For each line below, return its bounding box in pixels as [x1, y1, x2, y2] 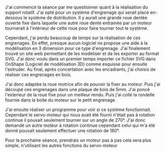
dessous [5, 15, 23, 20]
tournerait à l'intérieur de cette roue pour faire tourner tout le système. [5, 25, 148, 31]
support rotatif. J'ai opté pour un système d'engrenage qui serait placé [5, 9, 149, 15]
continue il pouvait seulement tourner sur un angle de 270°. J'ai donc [5, 117, 146, 123]
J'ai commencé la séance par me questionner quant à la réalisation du [5, 4, 148, 10]
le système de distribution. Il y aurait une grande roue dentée [23, 15, 148, 20]
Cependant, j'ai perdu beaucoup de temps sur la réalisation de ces [5, 35, 141, 41]
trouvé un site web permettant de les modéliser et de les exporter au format [5, 51, 160, 56]
